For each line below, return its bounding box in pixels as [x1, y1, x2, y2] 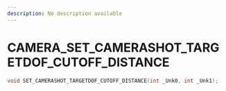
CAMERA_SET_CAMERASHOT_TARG [7, 39, 220, 55]
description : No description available [7, 10, 123, 17]
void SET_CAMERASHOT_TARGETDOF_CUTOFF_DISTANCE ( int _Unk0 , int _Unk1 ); [7, 77, 218, 84]
